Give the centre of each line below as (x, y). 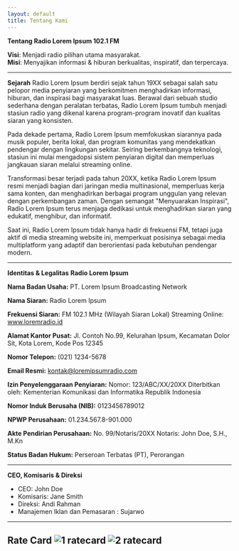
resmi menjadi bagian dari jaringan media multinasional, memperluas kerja (116, 186)
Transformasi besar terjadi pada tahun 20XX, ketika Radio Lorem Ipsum (112, 178)
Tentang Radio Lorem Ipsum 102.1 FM (63, 41)
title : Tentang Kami (38, 21)
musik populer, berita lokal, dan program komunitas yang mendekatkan (111, 141)
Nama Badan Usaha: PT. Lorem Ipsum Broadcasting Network (97, 287)
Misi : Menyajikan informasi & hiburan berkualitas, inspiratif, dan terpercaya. (118, 62)
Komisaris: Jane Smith (50, 496)
